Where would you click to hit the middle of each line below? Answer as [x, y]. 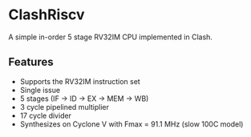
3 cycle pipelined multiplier [65, 107]
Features [31, 62]
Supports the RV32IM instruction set [80, 81]
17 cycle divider [46, 115]
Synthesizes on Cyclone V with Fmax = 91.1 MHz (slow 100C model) [132, 124]
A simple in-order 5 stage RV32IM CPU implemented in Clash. [110, 37]
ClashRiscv [47, 15]
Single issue [40, 90]
